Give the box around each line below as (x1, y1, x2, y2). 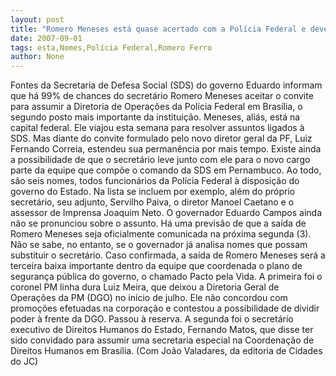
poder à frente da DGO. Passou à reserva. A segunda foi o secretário (10, 313, 294, 325)
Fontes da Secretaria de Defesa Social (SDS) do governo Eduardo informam (10, 79, 323, 91)
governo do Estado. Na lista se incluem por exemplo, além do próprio (10, 186, 296, 198)
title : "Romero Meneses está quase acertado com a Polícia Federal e (10, 24, 307, 34)
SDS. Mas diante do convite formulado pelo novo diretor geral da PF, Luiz (10, 132, 313, 145)
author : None (10, 52, 65, 62)
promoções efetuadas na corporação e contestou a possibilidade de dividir (10, 302, 320, 315)
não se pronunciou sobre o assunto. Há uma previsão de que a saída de (10, 217, 307, 230)
